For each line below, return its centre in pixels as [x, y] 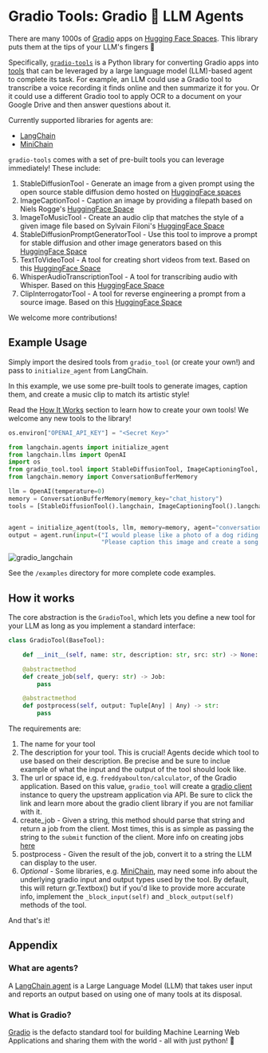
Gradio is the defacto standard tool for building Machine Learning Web [124, 1032]
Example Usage [48, 343]
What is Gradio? [40, 1015]
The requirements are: [45, 728]
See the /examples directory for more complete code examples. [112, 573]
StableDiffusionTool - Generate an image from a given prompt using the [137, 183]
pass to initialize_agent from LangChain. [79, 370]
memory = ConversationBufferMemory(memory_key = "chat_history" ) [116, 499]
